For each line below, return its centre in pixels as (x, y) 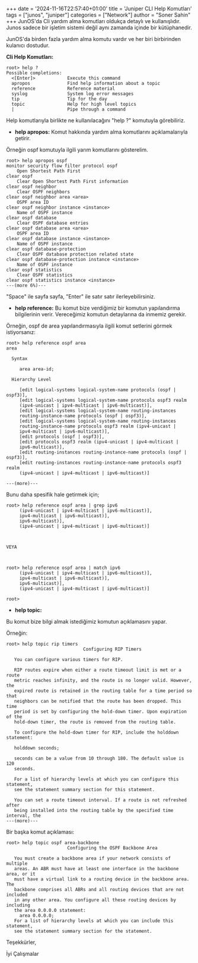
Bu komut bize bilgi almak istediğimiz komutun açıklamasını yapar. (87, 621)
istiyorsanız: (21, 332)
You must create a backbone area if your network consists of (92, 858)
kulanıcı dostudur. (28, 45)
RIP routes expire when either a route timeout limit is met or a (98, 670)
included (17, 895)
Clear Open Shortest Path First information (73, 181)
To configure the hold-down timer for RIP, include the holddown (96, 732)
